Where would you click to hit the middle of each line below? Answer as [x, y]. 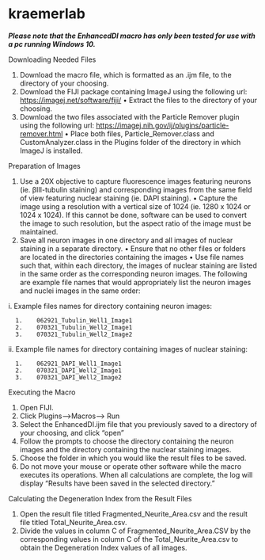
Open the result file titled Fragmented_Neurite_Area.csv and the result [133, 514]
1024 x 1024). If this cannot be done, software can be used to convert [133, 215]
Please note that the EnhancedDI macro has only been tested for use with [132, 36]
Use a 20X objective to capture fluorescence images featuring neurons [135, 181]
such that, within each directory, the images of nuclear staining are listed [138, 265]
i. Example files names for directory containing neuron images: [110, 306]
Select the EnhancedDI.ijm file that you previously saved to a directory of [138, 424]
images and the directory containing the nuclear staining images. [125, 449]
